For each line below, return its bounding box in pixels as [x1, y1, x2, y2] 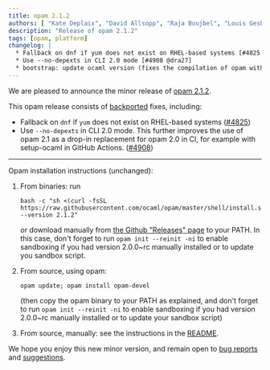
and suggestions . [8, 352, 66, 362]
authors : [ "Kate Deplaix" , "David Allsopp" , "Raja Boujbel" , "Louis [8, 19, 247, 27]
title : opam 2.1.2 [8, 11, 70, 20]
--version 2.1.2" [19, 210, 79, 219]
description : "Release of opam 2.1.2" [8, 26, 138, 35]
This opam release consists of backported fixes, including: [8, 101, 202, 111]
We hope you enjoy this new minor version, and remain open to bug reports [8, 344, 259, 353]
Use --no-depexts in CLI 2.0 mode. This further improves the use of [19, 125, 243, 135]
